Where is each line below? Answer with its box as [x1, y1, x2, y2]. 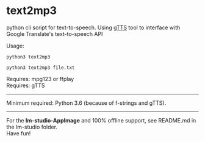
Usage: [6, 42, 24, 49]
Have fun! [6, 129, 31, 137]
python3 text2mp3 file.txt [6, 65, 75, 71]
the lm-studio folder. [6, 123, 58, 130]
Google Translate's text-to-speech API [6, 30, 103, 37]
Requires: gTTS [6, 82, 45, 89]
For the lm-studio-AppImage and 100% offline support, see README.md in [6, 116, 196, 124]
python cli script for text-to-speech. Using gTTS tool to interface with [6, 24, 181, 31]
